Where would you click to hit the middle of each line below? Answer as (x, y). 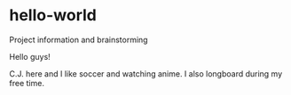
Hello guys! (30, 56)
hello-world (53, 15)
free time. (27, 83)
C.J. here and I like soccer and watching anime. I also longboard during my (146, 73)
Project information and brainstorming (79, 40)
